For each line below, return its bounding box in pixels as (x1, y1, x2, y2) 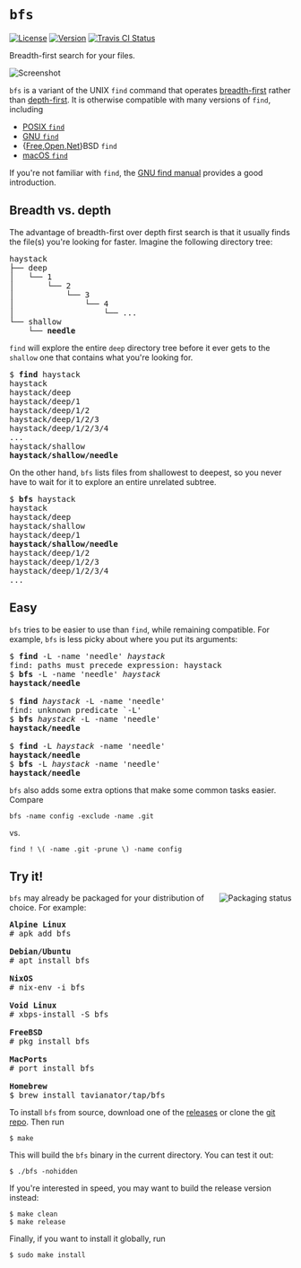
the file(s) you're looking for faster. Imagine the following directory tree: (9, 236, 273, 247)
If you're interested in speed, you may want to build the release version (9, 1183, 271, 1193)
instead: (9, 1193, 39, 1203)
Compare (9, 794, 44, 805)
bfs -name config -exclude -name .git (9, 811, 154, 821)
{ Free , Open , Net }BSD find (21, 140, 118, 151)
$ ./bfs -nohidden (9, 1167, 78, 1176)
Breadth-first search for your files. (9, 49, 136, 60)
